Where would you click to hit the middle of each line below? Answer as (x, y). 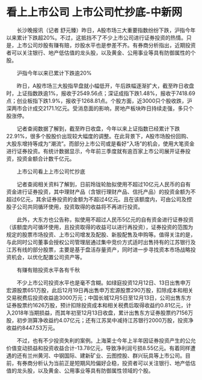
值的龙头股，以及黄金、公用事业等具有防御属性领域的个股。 (80, 370)
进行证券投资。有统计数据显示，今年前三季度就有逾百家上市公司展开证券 (96, 151)
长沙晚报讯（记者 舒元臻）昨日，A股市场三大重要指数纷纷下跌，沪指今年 (106, 30)
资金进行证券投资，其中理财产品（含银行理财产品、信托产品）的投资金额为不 (101, 192)
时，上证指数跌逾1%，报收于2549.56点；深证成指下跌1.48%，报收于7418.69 (101, 93)
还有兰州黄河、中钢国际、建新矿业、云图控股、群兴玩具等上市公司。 (101, 355)
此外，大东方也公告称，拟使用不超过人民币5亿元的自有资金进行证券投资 (105, 219)
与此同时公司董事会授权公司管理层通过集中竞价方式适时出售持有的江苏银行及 (101, 242)
